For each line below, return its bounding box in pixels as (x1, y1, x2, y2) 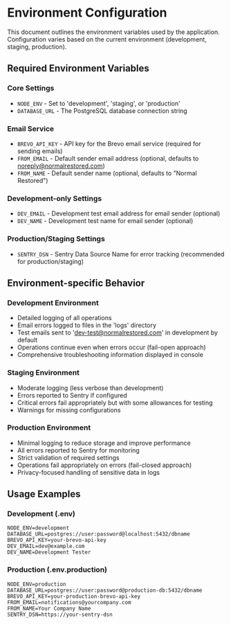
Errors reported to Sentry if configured (17, 391, 127, 399)
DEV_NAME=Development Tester (7, 549, 91, 556)
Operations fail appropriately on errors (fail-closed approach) (17, 461, 192, 469)
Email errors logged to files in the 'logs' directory (17, 321, 157, 330)
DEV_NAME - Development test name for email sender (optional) (17, 217, 194, 225)
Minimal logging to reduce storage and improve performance (17, 439, 192, 447)
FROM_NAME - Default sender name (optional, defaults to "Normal (17, 168, 197, 177)
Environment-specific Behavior (7, 277, 145, 289)
